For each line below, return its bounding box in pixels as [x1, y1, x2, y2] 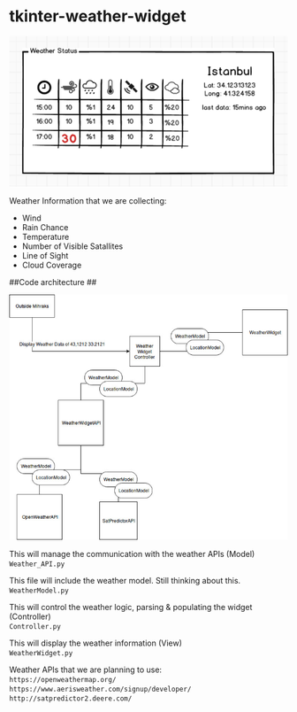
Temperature [21, 232, 70, 243]
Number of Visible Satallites [21, 241, 124, 252]
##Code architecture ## [9, 277, 97, 288]
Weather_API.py [9, 560, 65, 569]
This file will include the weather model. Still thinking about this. [9, 576, 241, 586]
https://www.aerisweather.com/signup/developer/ [9, 685, 192, 694]
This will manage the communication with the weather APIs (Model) [9, 549, 255, 560]
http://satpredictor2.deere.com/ [9, 694, 133, 703]
